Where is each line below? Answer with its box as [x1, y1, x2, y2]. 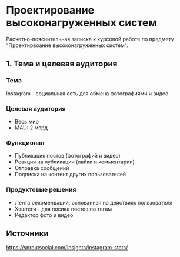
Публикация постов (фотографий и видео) [14, 152, 121, 159]
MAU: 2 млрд [14, 124, 48, 131]
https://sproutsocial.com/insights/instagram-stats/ [6, 244, 128, 251]
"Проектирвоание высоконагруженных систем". [6, 42, 128, 49]
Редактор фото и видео [14, 211, 74, 218]
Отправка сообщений [14, 165, 69, 172]
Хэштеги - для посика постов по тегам [14, 205, 112, 212]
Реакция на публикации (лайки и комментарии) [14, 158, 135, 165]
